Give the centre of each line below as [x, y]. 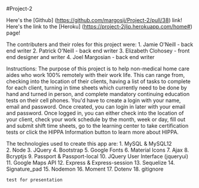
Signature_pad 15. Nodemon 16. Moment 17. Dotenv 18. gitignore [85, 169]
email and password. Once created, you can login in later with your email [96, 107]
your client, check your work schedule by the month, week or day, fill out [96, 119]
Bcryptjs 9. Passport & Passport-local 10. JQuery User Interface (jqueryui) [97, 156]
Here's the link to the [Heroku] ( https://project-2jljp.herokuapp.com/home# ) [99, 27]
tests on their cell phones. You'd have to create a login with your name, [94, 100]
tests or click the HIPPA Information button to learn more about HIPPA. [93, 132]
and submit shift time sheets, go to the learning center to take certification [97, 126]
